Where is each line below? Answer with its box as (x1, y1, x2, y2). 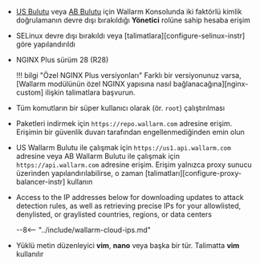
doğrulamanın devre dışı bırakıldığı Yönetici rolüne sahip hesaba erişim (15, 15, 251, 25)
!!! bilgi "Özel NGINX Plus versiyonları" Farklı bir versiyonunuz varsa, (15, 71, 242, 79)
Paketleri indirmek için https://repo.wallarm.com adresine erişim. (15, 119, 233, 128)
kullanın (67, 177, 93, 186)
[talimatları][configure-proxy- (144, 169, 242, 177)
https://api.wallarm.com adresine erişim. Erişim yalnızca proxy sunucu (15, 160, 253, 169)
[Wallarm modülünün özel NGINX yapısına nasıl (15, 79, 172, 88)
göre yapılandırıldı (15, 39, 76, 49)
